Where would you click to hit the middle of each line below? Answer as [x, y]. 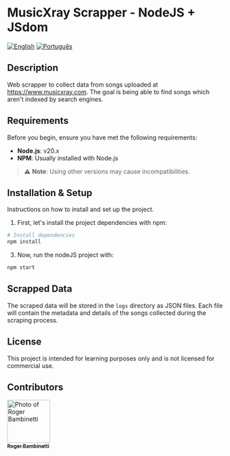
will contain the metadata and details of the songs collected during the [107, 313]
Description [33, 68]
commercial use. [31, 365]
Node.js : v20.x [38, 151]
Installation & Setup [50, 193]
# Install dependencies [41, 235]
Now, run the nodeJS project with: [65, 255]
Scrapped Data [40, 289]
